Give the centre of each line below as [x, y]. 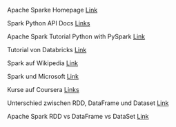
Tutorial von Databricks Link [47, 50]
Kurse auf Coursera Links [43, 90]
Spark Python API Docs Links [49, 23]
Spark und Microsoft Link [43, 76]
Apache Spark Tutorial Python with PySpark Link [76, 36]
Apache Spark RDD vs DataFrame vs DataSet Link [78, 116]
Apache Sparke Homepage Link [52, 10]
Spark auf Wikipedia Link [42, 63]
